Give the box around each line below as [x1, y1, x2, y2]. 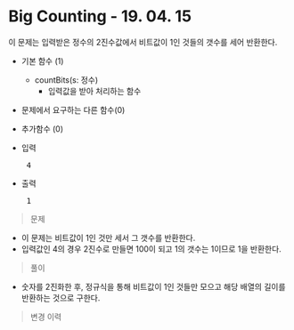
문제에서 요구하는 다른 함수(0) [20, 104, 126, 115]
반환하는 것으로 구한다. [20, 292, 101, 303]
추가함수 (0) [20, 123, 64, 134]
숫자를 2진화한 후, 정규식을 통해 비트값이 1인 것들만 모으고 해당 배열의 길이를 [20, 281, 286, 292]
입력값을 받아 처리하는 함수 [47, 85, 142, 96]
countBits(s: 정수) [34, 74, 99, 85]
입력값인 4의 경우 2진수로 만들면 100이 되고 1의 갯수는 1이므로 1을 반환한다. [20, 243, 282, 254]
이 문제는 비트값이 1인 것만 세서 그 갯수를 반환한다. [20, 232, 196, 243]
